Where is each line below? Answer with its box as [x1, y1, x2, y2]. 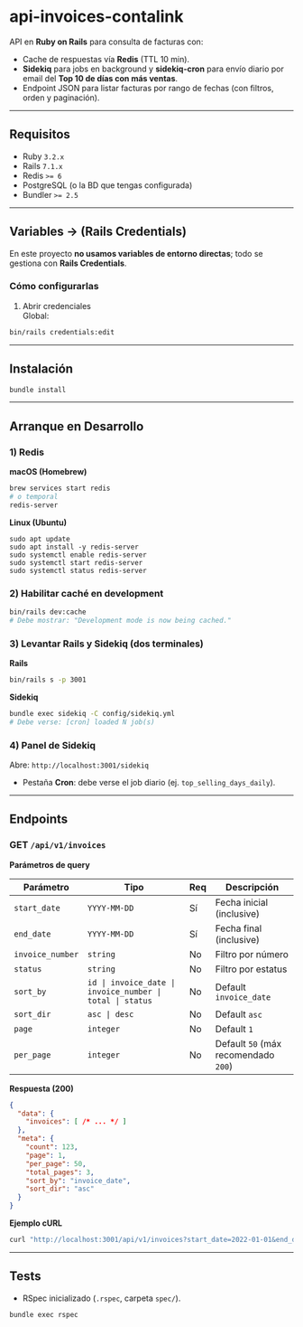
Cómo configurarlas [9, 280, 99, 293]
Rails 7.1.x [22, 160, 63, 171]
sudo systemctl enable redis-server [9, 550, 147, 560]
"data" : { [17, 1109, 54, 1118]
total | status [87, 995, 153, 1005]
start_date [14, 902, 60, 913]
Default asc [215, 1008, 263, 1021]
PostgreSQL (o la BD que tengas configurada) [22, 179, 193, 191]
